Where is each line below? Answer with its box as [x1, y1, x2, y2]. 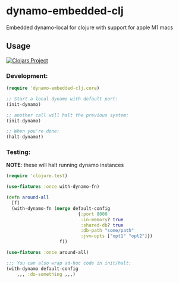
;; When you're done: [6, 128, 60, 134]
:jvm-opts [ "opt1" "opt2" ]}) [80, 233, 153, 239]
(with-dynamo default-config [6, 266, 78, 272]
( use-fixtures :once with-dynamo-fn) [6, 184, 100, 190]
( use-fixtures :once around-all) [6, 250, 89, 256]
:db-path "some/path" [80, 228, 134, 234]
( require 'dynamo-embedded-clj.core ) [6, 85, 100, 92]
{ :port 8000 [78, 211, 108, 217]
